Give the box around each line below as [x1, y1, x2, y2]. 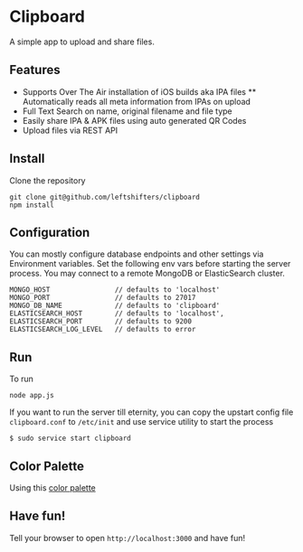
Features [9, 62, 61, 78]
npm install [9, 201, 54, 210]
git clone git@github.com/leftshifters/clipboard [9, 192, 201, 201]
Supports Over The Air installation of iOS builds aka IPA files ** [22, 86, 257, 97]
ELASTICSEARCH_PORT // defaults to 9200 [9, 317, 193, 326]
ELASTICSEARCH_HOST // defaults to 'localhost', [9, 309, 224, 318]
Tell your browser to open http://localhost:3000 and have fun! [9, 532, 246, 543]
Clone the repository [9, 174, 86, 186]
